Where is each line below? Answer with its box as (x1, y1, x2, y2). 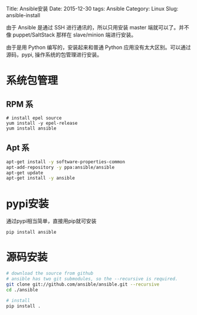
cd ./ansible (6, 287, 38, 293)
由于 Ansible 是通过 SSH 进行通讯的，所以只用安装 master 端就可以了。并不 (6, 24, 190, 31)
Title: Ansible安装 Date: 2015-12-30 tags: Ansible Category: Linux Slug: (6, 5, 179, 12)
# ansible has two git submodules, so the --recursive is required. (6, 276, 178, 282)
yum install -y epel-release (6, 120, 78, 126)
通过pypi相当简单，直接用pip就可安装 (6, 217, 97, 225)
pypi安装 (6, 197, 49, 210)
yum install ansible (6, 125, 57, 131)
